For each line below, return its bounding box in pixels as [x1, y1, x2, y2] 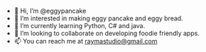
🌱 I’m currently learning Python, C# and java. [13, 22, 146, 30]
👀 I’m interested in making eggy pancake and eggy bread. [13, 14, 183, 22]
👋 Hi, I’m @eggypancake [13, 7, 87, 15]
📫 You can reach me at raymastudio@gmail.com [13, 37, 158, 45]
